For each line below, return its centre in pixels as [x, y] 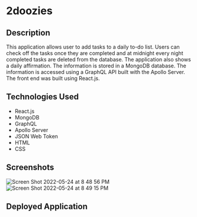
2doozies [30, 11]
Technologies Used [42, 97]
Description [28, 33]
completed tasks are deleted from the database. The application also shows [98, 59]
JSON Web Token [36, 136]
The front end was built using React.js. [53, 78]
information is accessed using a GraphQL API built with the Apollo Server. [96, 72]
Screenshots [30, 168]
